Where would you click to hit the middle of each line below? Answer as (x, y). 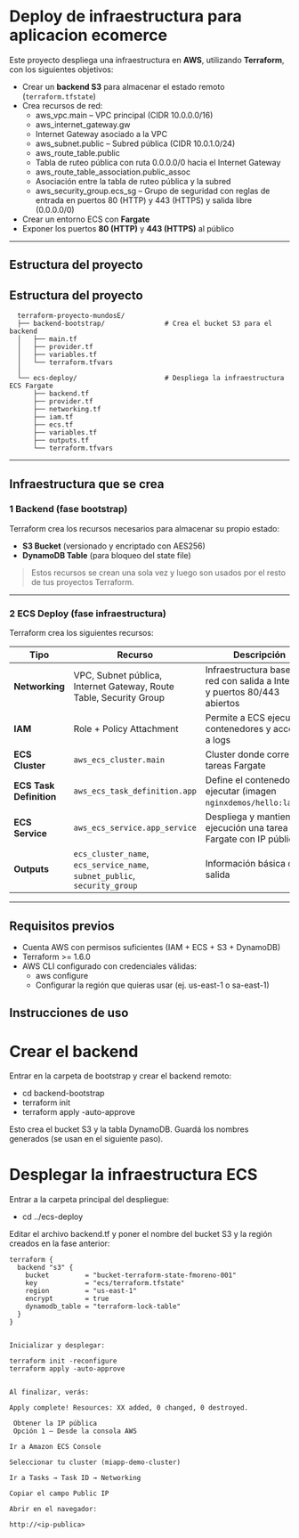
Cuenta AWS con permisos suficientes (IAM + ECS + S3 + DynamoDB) (151, 947)
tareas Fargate (235, 766)
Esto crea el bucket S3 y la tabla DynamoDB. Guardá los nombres (129, 1129)
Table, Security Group (119, 698)
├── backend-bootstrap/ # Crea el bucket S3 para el (145, 324)
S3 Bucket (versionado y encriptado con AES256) (114, 546)
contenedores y (238, 729)
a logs (218, 740)
